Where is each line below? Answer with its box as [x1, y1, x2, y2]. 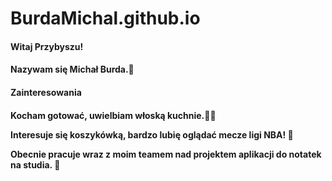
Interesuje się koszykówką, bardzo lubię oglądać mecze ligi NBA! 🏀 [10, 128, 294, 141]
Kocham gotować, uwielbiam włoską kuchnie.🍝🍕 [10, 109, 217, 121]
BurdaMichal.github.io [10, 7, 201, 30]
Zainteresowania [10, 86, 82, 98]
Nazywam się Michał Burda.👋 [10, 63, 135, 76]
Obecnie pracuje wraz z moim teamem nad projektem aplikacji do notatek [10, 148, 322, 160]
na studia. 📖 [10, 158, 61, 171]
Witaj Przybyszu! [10, 40, 84, 52]
